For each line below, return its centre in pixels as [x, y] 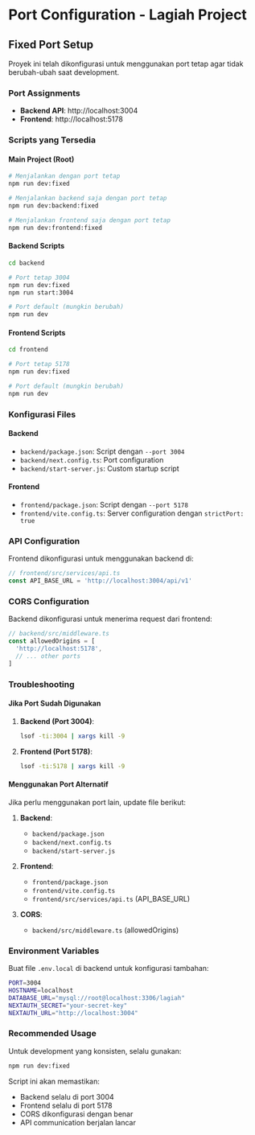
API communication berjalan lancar [78, 1122]
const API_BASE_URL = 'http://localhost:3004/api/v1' [101, 581]
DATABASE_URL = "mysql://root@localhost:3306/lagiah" [97, 998]
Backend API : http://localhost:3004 [79, 111]
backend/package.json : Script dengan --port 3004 [102, 451]
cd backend [27, 263]
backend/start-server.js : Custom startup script [99, 468]
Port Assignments [44, 93]
